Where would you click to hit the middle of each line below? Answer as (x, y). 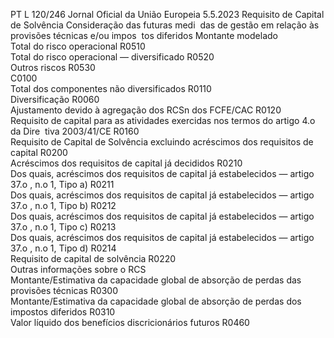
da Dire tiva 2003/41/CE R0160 (75, 131)
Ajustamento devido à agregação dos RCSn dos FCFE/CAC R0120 (146, 110)
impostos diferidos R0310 (63, 312)
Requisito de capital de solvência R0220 (93, 258)
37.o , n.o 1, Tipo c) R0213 (63, 227)
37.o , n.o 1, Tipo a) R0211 (62, 184)
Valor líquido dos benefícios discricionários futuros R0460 (130, 322)
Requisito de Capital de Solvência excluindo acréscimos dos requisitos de (162, 142)
